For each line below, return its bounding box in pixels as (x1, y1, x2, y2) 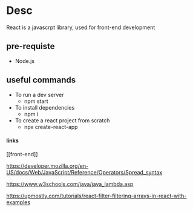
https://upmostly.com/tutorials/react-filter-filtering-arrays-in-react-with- (6, 192, 187, 199)
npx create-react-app (24, 123, 78, 130)
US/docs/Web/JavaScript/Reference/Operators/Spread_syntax (6, 168, 163, 176)
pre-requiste (6, 41, 55, 51)
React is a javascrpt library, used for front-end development (6, 24, 155, 31)
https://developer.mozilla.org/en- (6, 162, 89, 170)
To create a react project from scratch (15, 116, 110, 124)
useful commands (6, 75, 76, 85)
